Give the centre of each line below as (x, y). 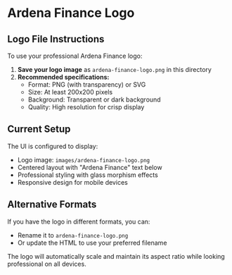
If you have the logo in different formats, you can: (79, 221)
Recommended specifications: (63, 77)
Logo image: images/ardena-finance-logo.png (84, 159)
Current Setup (39, 129)
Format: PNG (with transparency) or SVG (87, 85)
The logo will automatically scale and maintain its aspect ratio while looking (116, 256)
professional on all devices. (47, 264)
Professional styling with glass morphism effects (88, 175)
